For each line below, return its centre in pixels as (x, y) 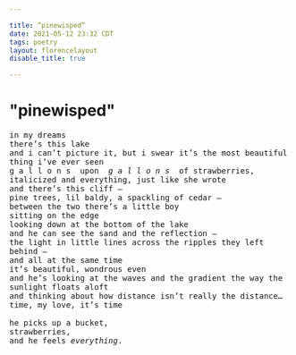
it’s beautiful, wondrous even (78, 270)
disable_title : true (48, 59)
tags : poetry (34, 42)
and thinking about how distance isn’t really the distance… (146, 296)
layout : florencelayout (54, 50)
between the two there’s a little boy (94, 207)
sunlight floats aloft (59, 287)
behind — (28, 252)
